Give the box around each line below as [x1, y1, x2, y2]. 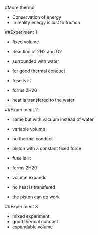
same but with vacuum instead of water [12, 116, 94, 122]
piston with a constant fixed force [12, 145, 81, 151]
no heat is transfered [12, 184, 56, 190]
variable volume [12, 126, 46, 132]
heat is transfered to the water [12, 97, 75, 103]
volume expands [12, 175, 47, 180]
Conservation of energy [12, 14, 61, 20]
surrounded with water [12, 58, 60, 64]
